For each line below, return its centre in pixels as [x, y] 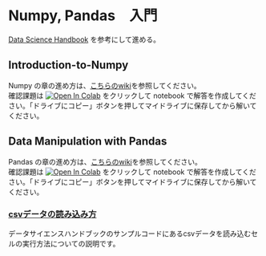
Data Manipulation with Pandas [88, 142]
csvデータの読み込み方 [52, 214]
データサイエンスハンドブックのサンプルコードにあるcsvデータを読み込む [130, 234]
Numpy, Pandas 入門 [83, 16]
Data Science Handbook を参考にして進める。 [84, 39]
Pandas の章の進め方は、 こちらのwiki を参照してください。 [105, 161]
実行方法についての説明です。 [71, 243]
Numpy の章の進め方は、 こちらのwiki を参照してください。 [105, 85]
